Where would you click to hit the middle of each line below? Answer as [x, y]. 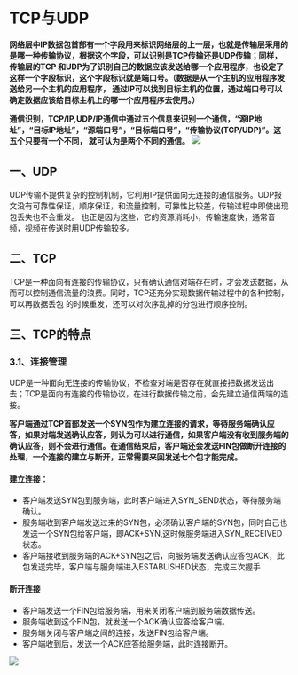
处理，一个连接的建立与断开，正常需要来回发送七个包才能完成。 [125, 457]
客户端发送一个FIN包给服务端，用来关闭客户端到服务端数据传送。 [141, 610]
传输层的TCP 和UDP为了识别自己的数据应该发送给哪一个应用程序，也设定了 [147, 67]
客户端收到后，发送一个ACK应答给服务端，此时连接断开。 [127, 643]
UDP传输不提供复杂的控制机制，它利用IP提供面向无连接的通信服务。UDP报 [145, 194]
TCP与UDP [49, 18]
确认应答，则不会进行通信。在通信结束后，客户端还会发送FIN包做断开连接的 [148, 446]
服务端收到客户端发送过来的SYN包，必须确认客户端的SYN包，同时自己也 [155, 522]
